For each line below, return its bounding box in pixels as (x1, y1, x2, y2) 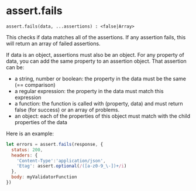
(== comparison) (14, 81, 56, 88)
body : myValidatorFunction (11, 174, 77, 180)
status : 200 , (11, 146, 43, 153)
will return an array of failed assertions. (6, 40, 101, 47)
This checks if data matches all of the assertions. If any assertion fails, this (6, 33, 186, 40)
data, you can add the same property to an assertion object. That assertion (6, 57, 187, 64)
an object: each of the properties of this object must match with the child (14, 112, 191, 120)
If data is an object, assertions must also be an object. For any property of (6, 51, 184, 58)
